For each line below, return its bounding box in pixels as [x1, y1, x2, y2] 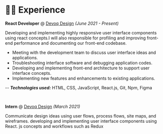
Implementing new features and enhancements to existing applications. [12, 75, 156, 81]
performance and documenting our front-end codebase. [14, 40, 127, 46]
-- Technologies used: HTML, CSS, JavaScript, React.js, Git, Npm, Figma [5, 84, 152, 90]
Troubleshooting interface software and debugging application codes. [12, 60, 152, 66]
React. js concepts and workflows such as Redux [5, 123, 104, 129]
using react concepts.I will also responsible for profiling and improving [5, 35, 146, 41]
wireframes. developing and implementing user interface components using [5, 118, 157, 124]
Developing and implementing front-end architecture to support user [12, 65, 150, 71]
